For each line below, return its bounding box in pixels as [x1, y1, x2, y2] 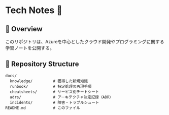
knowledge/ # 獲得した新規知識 [10, 78, 88, 84]
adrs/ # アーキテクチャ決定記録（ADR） [10, 94, 113, 100]
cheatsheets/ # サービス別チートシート [10, 89, 99, 94]
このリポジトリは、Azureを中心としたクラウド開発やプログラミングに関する [5, 39, 164, 44]
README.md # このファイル [5, 105, 80, 110]
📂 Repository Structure [5, 60, 79, 69]
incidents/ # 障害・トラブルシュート [10, 100, 99, 105]
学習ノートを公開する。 [5, 45, 54, 51]
